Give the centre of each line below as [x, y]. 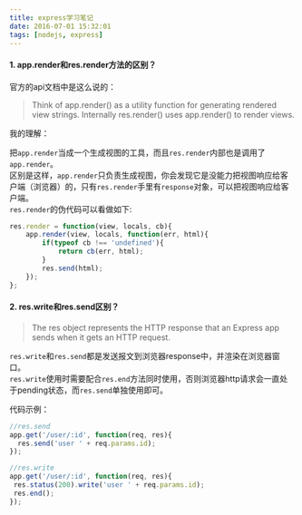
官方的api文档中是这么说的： [63, 86]
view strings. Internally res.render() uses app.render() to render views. [163, 114]
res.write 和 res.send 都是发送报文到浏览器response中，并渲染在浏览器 [141, 355]
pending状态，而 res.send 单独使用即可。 [93, 390]
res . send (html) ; [73, 268]
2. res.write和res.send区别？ [64, 307]
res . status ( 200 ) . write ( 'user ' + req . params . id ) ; [109, 485]
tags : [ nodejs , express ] [56, 34]
